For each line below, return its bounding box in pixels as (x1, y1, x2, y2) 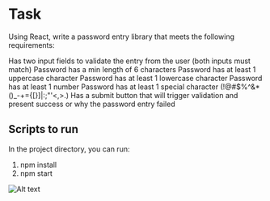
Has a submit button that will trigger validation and (70, 90, 238, 100)
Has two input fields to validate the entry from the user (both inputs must (8, 56, 251, 66)
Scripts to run (8, 122, 78, 136)
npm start (19, 168, 53, 178)
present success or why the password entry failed (8, 99, 175, 109)
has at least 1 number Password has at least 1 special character (8, 82, 219, 92)
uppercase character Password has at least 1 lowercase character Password (8, 73, 263, 83)
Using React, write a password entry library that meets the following (8, 32, 235, 41)
